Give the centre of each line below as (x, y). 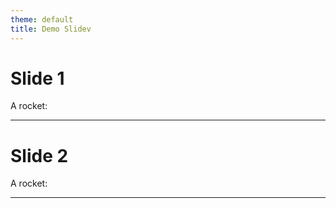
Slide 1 (37, 78)
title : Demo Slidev (51, 29)
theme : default (42, 19)
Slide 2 (39, 155)
